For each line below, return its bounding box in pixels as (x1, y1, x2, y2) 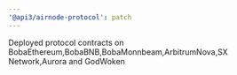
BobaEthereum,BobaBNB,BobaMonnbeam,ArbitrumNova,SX (8, 46, 228, 57)
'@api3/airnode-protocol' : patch (8, 12, 132, 22)
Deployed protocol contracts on (8, 37, 124, 48)
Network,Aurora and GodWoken (8, 56, 126, 66)
